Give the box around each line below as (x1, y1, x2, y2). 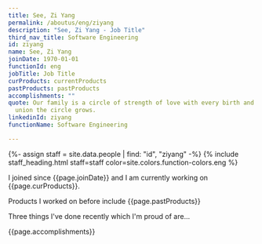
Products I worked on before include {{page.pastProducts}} (8, 196, 202, 206)
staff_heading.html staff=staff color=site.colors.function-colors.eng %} (8, 158, 238, 167)
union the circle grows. (15, 107, 96, 115)
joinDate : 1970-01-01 (8, 56, 79, 64)
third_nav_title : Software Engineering (8, 33, 139, 42)
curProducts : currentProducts (8, 77, 107, 85)
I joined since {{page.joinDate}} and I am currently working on (8, 173, 209, 182)
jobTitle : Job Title (8, 70, 76, 78)
